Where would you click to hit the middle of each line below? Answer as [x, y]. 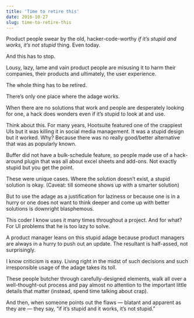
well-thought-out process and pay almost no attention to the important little [96, 285]
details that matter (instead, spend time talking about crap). [77, 291]
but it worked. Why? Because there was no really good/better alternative [93, 138]
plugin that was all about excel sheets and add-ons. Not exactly [100, 162]
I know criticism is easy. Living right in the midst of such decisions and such [97, 261]
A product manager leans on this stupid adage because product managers [95, 237]
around [15, 162]
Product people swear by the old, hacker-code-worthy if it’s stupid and [91, 39]
